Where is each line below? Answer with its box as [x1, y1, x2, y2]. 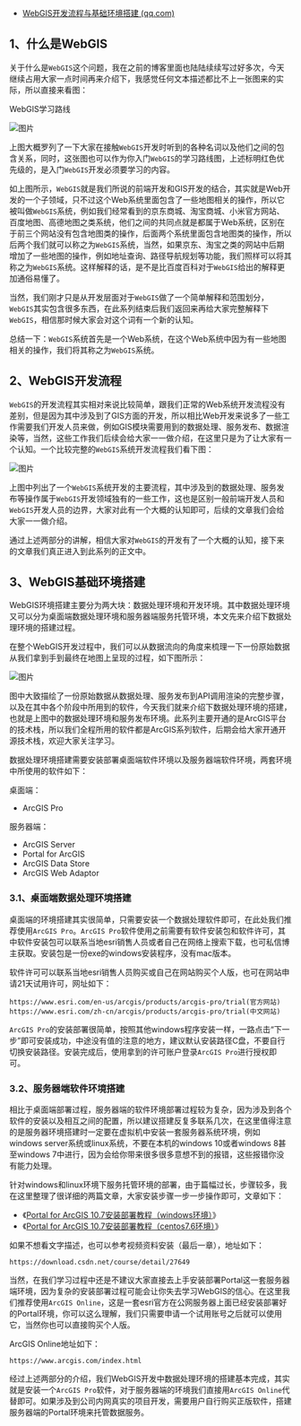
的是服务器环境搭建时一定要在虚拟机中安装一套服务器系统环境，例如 [9, 1126, 261, 1137]
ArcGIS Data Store [21, 858, 90, 869]
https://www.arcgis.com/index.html [9, 1357, 142, 1366]
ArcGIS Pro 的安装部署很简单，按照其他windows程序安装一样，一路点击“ [9, 1023, 275, 1034]
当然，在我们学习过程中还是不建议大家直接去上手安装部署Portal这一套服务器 [9, 1274, 290, 1285]
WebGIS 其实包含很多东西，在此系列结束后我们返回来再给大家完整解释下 [9, 303, 269, 314]
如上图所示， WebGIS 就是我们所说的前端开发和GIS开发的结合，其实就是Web [9, 183, 283, 194]
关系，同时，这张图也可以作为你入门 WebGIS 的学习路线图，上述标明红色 [16, 152, 277, 163]
